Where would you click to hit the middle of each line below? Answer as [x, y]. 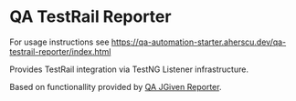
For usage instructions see [59, 42]
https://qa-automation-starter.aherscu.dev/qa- [199, 42]
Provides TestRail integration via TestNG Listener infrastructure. [129, 69]
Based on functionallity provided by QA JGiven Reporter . [116, 86]
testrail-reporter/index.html [60, 51]
